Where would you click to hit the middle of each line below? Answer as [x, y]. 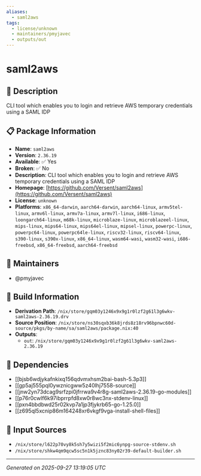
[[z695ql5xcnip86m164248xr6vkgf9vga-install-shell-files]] [87, 411]
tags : [13, 23]
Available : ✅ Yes [36, 161]
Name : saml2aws [35, 149]
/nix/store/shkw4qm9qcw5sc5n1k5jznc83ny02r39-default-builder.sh [98, 451]
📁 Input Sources [36, 430]
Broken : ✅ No [32, 168]
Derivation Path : [35, 311]
